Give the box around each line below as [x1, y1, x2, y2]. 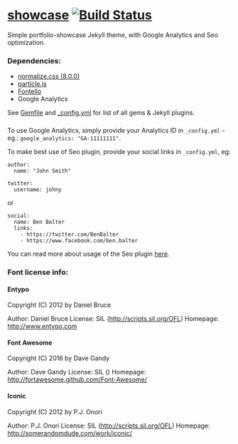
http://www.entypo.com [7, 322, 77, 330]
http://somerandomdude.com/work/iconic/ [7, 428, 133, 437]
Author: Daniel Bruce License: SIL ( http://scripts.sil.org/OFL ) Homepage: [7, 315, 219, 323]
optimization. [7, 38, 45, 46]
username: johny [13, 186, 62, 193]
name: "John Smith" [13, 168, 72, 175]
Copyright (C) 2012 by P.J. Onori [7, 407, 103, 416]
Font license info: [7, 267, 69, 277]
